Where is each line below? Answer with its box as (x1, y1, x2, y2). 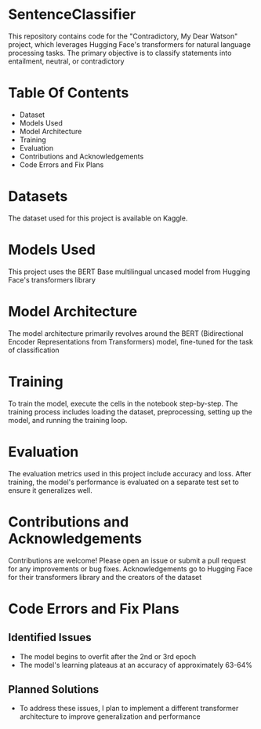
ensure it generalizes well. (8, 485, 92, 495)
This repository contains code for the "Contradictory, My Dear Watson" (8, 31, 238, 41)
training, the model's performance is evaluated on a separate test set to (8, 477, 239, 487)
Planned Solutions (8, 683, 100, 696)
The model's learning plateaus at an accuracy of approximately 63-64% (19, 660, 253, 669)
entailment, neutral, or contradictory (8, 56, 125, 66)
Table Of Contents (8, 84, 129, 102)
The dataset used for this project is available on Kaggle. (8, 213, 188, 223)
